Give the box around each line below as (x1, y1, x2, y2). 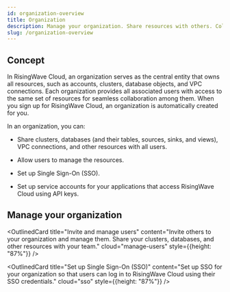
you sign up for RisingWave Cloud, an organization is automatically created (7, 102, 218, 110)
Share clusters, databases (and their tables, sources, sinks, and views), (16, 135, 218, 144)
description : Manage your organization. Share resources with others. (7, 23, 213, 29)
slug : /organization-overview (7, 29, 94, 36)
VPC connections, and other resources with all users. (16, 143, 168, 151)
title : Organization (7, 16, 66, 23)
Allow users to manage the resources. (16, 156, 125, 164)
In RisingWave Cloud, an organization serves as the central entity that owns (7, 72, 220, 81)
